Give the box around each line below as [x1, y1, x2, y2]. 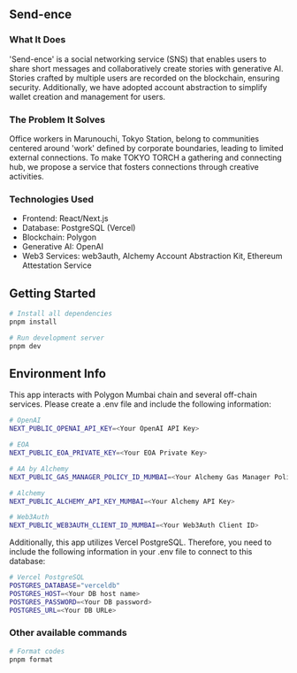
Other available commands [9, 627, 127, 639]
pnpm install [9, 317, 57, 326]
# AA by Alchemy [9, 464, 69, 473]
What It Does [9, 34, 66, 46]
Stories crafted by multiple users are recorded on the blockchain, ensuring [9, 73, 280, 83]
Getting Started [9, 286, 96, 301]
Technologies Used [9, 193, 95, 205]
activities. [9, 171, 44, 181]
